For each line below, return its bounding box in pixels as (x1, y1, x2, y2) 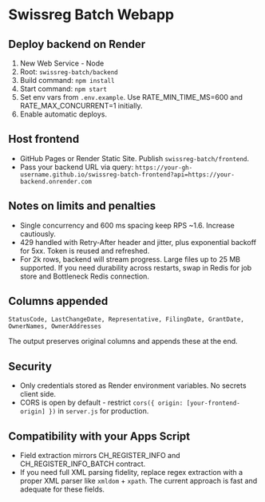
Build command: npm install (19, 76, 115, 85)
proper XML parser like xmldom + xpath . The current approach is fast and (19, 476, 258, 486)
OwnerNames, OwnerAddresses (8, 322, 102, 330)
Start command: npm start (19, 84, 108, 93)
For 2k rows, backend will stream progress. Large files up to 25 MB (19, 254, 241, 264)
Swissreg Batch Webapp (8, 6, 174, 24)
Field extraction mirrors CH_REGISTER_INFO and (19, 451, 181, 460)
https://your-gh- (135, 164, 193, 172)
